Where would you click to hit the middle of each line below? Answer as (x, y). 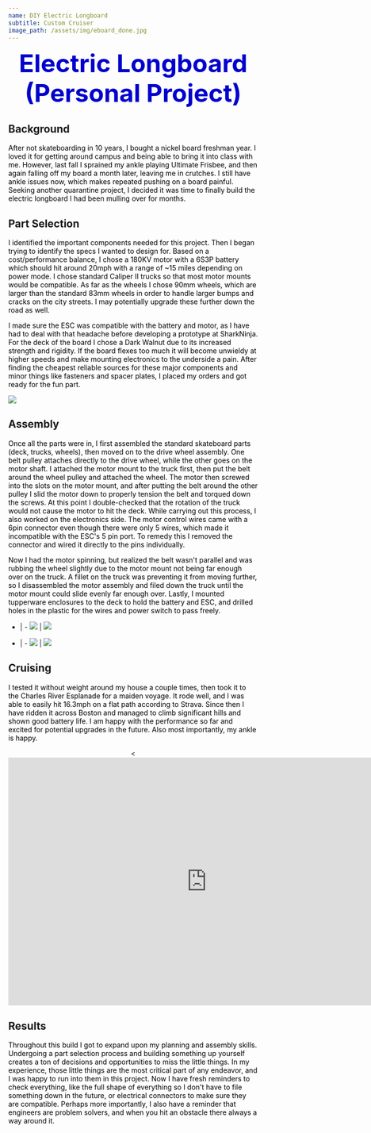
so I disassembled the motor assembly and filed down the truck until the (126, 585)
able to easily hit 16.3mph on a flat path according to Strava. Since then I (126, 704)
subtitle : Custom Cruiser (51, 23)
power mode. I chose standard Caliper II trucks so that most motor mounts (130, 276)
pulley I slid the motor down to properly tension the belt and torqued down (130, 494)
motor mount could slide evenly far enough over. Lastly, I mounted (116, 593)
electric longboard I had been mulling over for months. (97, 198)
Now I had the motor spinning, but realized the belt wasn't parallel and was (130, 559)
